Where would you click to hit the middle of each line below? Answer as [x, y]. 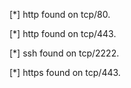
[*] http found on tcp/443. [63, 33]
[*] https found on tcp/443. [65, 72]
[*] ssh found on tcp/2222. [64, 53]
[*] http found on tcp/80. [60, 14]
